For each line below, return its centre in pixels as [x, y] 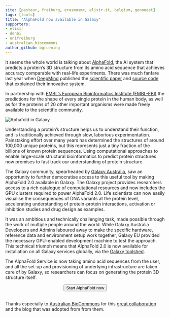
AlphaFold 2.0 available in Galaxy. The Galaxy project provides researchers [84, 182]
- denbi [13, 33]
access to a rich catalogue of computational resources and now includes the [85, 188]
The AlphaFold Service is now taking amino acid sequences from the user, [83, 261]
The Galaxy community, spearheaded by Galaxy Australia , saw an [74, 171]
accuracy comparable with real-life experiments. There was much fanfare [82, 73]
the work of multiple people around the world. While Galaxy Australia [77, 224]
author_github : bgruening [32, 48]
